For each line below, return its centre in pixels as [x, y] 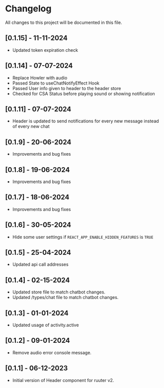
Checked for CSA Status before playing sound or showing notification [83, 94]
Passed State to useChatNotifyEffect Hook [56, 83]
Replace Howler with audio [40, 78]
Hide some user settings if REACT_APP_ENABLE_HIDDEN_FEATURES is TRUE [83, 237]
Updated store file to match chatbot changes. [59, 292]
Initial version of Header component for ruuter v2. [63, 380]
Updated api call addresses [40, 265]
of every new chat [31, 126]
